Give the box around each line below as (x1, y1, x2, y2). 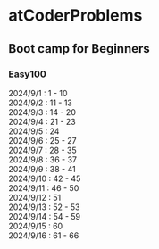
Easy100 (8, 68, 46, 80)
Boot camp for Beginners (8, 41, 151, 56)
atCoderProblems (8, 5, 143, 26)
